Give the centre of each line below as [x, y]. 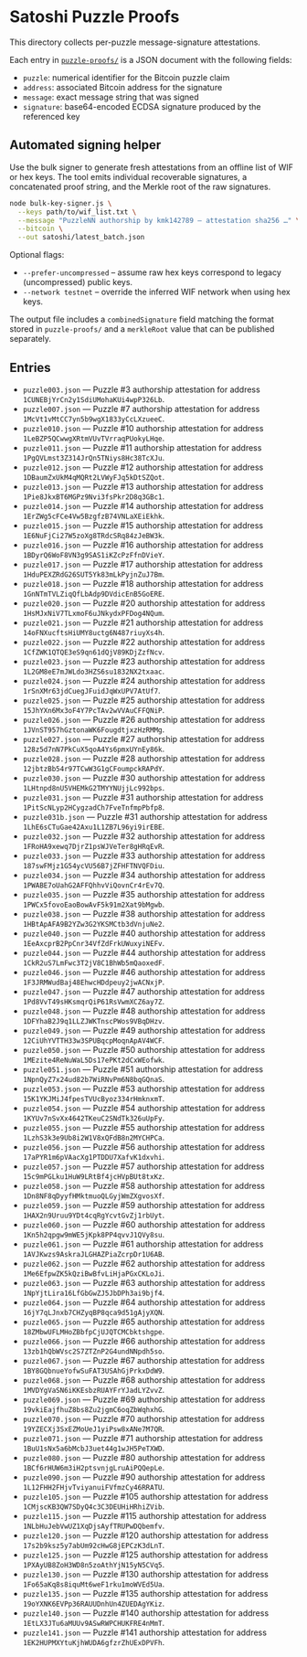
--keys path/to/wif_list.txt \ [77, 212]
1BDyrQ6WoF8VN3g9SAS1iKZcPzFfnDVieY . [94, 554]
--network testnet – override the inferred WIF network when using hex [156, 292]
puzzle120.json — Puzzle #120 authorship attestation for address [146, 1535]
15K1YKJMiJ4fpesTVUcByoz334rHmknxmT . [94, 1098]
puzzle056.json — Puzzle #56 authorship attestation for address [143, 1147]
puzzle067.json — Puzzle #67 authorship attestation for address [143, 1360]
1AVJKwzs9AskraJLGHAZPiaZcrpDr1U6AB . [94, 1253]
